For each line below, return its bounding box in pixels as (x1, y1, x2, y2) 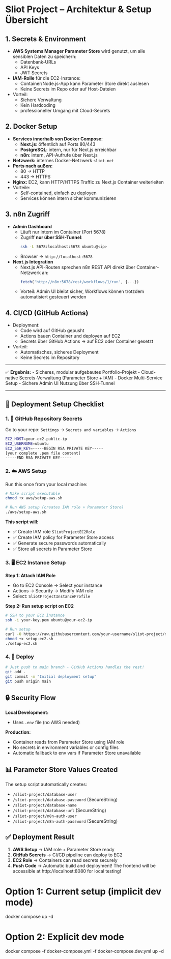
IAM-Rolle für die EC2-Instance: (12, 75, 80, 81)
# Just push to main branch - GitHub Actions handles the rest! (5, 665, 145, 670)
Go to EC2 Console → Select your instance (12, 582, 103, 588)
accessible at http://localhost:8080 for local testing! (12, 868, 121, 874)
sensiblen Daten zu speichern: (12, 53, 77, 59)
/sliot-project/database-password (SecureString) (12, 797, 118, 803)
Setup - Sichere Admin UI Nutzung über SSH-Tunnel (5, 380, 115, 386)
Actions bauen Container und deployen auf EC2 (20, 333, 121, 339)
